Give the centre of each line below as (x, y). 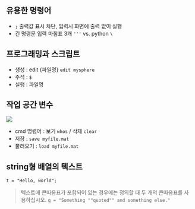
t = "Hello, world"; (32, 181)
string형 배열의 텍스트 (45, 167)
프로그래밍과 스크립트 (43, 54)
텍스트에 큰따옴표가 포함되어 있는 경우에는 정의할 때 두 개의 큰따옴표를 (102, 192)
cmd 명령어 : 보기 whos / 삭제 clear (56, 131)
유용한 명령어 (29, 11)
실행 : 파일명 (29, 84)
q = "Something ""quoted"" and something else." (109, 201)
